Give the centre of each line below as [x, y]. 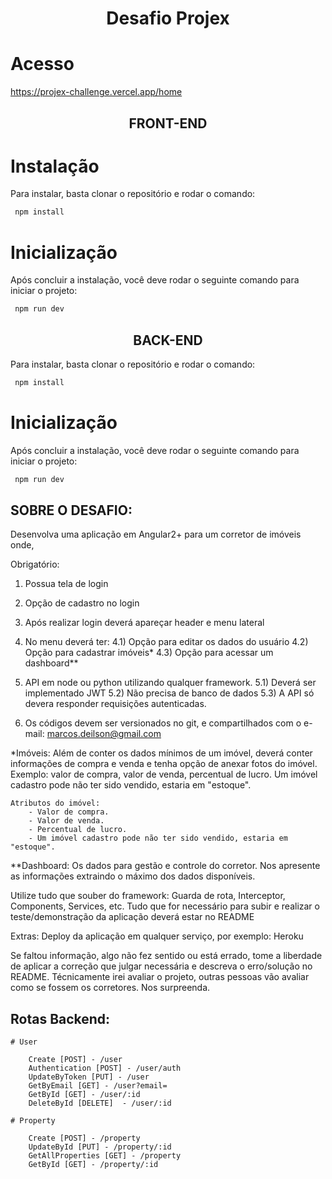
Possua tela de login [66, 584]
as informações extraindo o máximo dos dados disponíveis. [133, 876]
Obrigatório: [35, 564]
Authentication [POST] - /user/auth [105, 1068]
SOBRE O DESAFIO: [71, 510]
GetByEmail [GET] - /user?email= [98, 1086]
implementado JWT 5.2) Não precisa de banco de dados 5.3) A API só [169, 693]
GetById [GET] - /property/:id [93, 1165]
